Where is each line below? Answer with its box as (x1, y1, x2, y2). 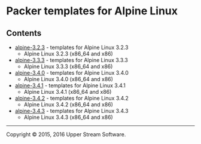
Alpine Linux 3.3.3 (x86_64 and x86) (23, 63, 113, 70)
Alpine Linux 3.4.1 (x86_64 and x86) (23, 88, 112, 95)
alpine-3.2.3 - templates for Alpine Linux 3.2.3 (14, 44, 129, 51)
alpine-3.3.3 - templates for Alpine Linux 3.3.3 (14, 57, 129, 63)
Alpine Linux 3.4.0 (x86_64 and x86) (23, 76, 114, 82)
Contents (6, 28, 42, 38)
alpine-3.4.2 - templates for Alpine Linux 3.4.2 (14, 94, 129, 102)
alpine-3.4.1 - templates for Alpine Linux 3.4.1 (14, 82, 126, 89)
